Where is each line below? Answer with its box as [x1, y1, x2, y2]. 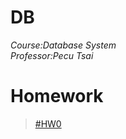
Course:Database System [10, 39, 117, 51]
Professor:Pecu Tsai [10, 49, 94, 61]
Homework [10, 85, 104, 108]
